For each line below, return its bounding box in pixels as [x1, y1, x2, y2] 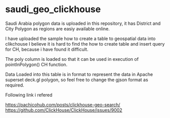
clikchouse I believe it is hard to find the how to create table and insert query [5, 41, 165, 47]
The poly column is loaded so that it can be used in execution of [5, 56, 139, 62]
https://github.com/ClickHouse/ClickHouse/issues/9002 [5, 107, 122, 113]
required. [5, 82, 24, 88]
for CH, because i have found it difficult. [5, 46, 89, 52]
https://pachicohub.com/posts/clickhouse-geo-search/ [5, 101, 120, 107]
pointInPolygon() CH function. [5, 61, 67, 67]
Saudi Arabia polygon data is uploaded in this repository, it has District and [5, 20, 161, 26]
